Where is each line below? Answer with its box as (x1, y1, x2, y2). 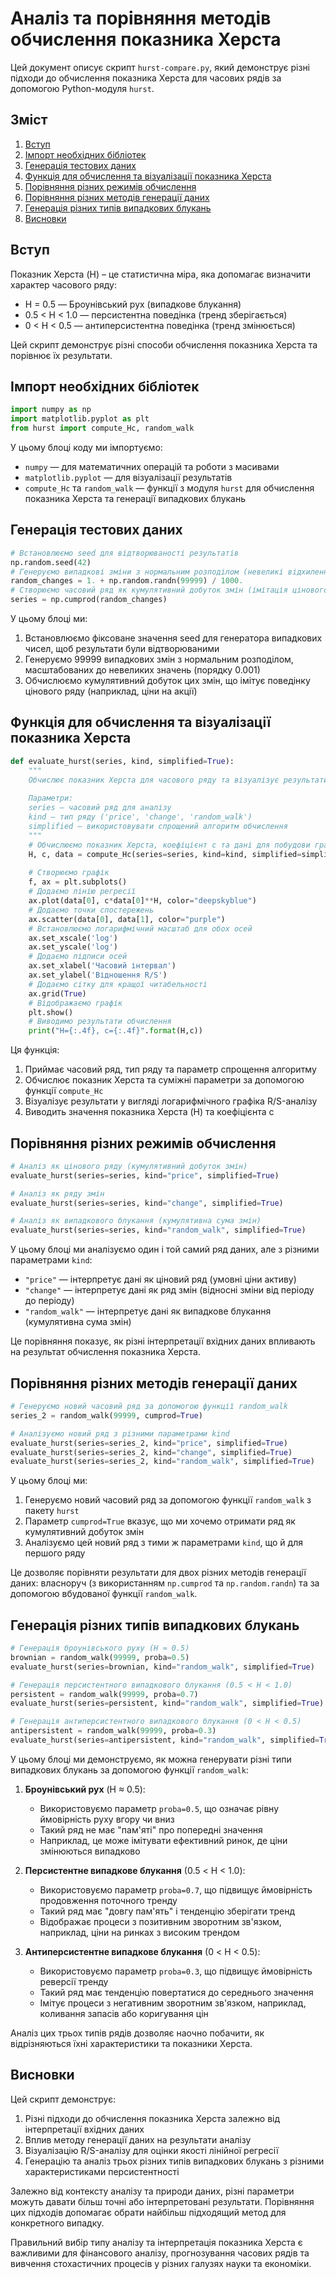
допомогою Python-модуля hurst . (10, 82, 155, 94)
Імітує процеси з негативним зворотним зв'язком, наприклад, (39, 1997, 307, 2009)
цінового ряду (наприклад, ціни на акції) (24, 685, 198, 697)
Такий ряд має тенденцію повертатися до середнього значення (39, 1986, 314, 1998)
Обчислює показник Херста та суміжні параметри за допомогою (24, 1074, 305, 1086)
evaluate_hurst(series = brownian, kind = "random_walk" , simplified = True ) (10, 1662, 315, 1672)
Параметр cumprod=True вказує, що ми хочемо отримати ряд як (24, 1515, 296, 1527)
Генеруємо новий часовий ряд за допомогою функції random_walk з (24, 1494, 312, 1506)
